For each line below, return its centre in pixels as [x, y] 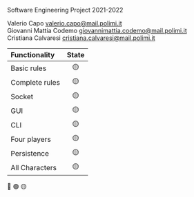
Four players [31, 139]
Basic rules [29, 68]
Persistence [30, 153]
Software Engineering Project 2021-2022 [65, 10]
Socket [22, 96]
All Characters [34, 167]
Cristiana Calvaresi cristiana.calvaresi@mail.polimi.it [81, 38]
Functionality [33, 55]
